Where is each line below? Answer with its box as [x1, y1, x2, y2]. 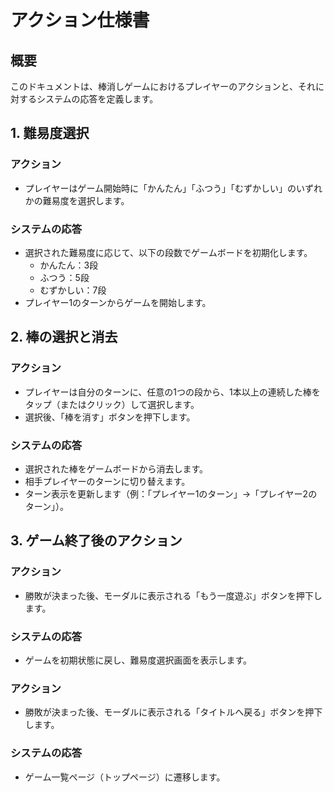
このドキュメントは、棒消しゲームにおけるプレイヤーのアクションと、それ [10, 81, 316, 92]
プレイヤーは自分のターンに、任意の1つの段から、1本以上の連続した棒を [24, 386, 321, 398]
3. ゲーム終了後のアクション [10, 532, 183, 550]
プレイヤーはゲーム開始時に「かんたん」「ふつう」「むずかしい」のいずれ [24, 182, 323, 194]
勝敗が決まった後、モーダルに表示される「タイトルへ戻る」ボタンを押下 [24, 706, 323, 718]
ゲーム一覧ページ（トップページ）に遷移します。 [24, 771, 226, 783]
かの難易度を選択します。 [24, 194, 130, 206]
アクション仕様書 [10, 9, 150, 32]
